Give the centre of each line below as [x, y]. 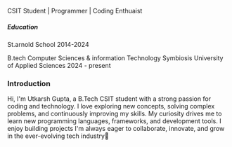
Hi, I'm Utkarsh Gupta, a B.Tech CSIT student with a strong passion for [109, 99]
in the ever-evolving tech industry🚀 [58, 136]
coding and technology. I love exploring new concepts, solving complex [111, 106]
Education [23, 27]
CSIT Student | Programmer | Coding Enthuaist [75, 11]
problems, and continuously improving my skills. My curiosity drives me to [115, 114]
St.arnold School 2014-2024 [48, 44]
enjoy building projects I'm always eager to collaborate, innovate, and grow [116, 129]
